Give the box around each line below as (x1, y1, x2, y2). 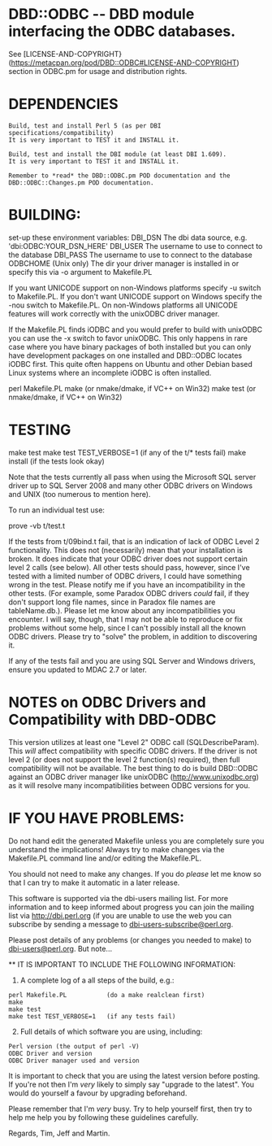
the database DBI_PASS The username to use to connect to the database (8, 250, 253, 259)
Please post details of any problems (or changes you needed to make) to (8, 935, 252, 944)
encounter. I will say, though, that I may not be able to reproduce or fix (8, 614, 244, 624)
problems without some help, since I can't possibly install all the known (8, 623, 246, 633)
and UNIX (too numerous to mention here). (8, 489, 151, 499)
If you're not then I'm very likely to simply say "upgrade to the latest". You (8, 1079, 254, 1089)
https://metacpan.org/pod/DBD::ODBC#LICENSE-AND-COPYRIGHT (11, 58, 237, 68)
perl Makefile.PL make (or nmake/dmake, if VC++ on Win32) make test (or (8, 383, 257, 393)
